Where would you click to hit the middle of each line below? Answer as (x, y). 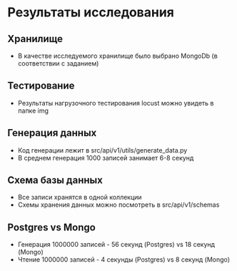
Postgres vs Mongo (52, 227)
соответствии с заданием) (58, 63)
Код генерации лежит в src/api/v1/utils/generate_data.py (102, 150)
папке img (33, 111)
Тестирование (41, 86)
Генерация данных (52, 133)
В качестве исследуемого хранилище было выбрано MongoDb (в (117, 56)
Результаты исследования (91, 12)
